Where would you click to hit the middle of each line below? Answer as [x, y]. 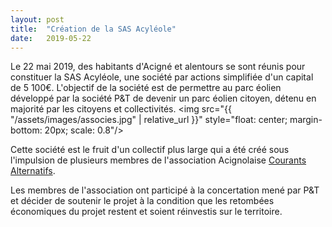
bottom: [26, 130]
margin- [306, 120]
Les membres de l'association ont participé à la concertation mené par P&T [165, 190]
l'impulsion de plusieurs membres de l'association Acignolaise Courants [158, 160]
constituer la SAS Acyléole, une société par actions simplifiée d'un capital [162, 77]
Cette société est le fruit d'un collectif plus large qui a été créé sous [150, 150]
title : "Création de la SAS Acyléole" [93, 29]
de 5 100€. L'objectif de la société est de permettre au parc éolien [146, 88]
